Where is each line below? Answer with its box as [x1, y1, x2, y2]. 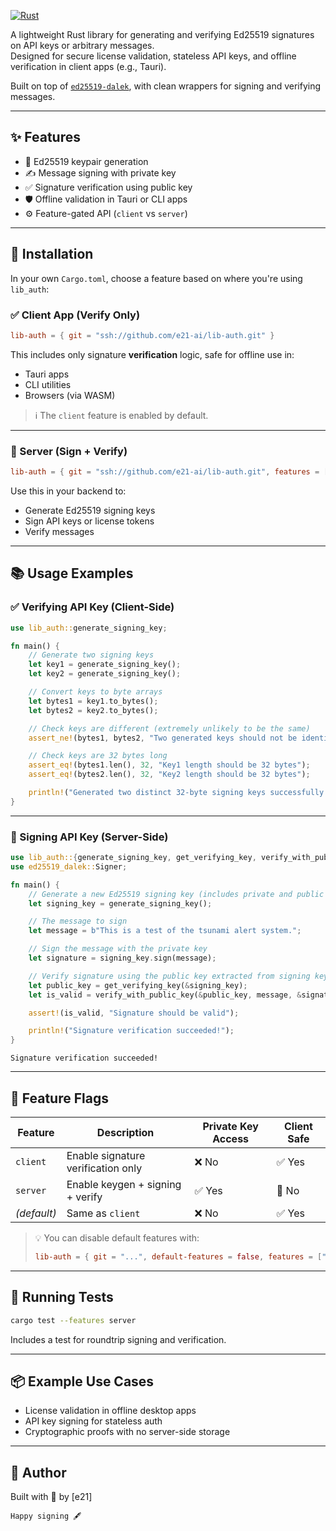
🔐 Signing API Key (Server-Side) [10, 830, 169, 844]
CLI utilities [24, 378, 72, 390]
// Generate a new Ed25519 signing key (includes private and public [28, 889, 325, 899]
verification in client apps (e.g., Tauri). [10, 61, 167, 72]
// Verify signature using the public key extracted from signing [28, 971, 311, 981]
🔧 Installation [10, 246, 94, 263]
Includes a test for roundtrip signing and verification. [10, 1333, 227, 1345]
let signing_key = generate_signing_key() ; [28, 898, 213, 909]
